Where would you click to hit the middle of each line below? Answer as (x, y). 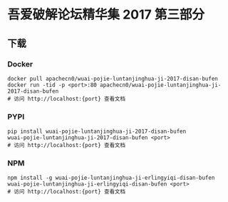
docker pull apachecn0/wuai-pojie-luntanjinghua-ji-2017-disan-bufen (113, 79)
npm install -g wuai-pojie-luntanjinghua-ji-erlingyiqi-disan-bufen (111, 178)
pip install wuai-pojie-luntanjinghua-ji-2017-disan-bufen (97, 132)
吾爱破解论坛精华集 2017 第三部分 (106, 15)
